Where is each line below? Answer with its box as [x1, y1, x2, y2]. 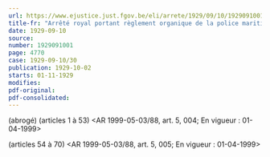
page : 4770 [8, 49, 45, 57]
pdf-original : [8, 86, 56, 95]
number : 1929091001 [8, 42, 74, 50]
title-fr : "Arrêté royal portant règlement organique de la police [8, 19, 239, 27]
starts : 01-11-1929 [8, 71, 74, 79]
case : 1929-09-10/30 [8, 57, 78, 65]
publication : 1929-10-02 [8, 64, 92, 72]
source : [8, 34, 35, 42]
